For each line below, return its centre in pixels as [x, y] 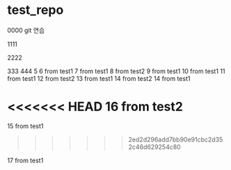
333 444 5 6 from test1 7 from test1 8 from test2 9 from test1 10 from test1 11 [116, 71]
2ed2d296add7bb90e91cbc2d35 [176, 139]
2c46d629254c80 [154, 147]
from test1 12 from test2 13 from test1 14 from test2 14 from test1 [99, 78]
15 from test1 [25, 126]
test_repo [35, 10]
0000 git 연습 [26, 30]
